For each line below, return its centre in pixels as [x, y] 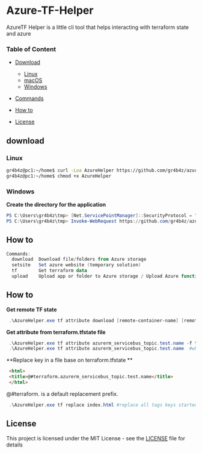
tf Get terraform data [49, 271]
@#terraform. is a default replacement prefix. [62, 394]
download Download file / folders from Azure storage [79, 260]
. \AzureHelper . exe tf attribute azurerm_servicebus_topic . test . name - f [100, 343]
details [14, 445]
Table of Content [31, 49]
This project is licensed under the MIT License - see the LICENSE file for [96, 438]
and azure [19, 33]
